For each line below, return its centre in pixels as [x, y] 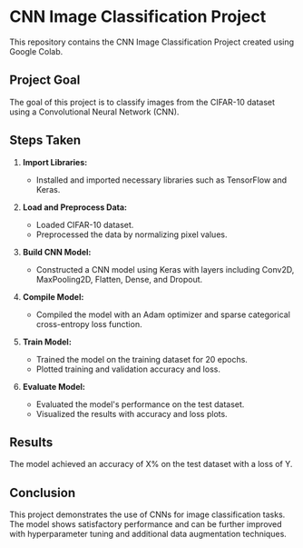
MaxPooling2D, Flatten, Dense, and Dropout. [119, 279]
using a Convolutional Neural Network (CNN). [94, 112]
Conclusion [43, 493]
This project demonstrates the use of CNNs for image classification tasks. [147, 514]
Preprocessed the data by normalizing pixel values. [132, 234]
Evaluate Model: [54, 386]
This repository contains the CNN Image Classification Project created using [152, 42]
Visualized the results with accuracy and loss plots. [132, 413]
